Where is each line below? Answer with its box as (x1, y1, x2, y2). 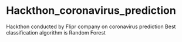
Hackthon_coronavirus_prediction (6, 4, 176, 17)
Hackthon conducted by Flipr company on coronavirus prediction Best (6, 23, 176, 30)
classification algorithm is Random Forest (6, 29, 106, 36)
